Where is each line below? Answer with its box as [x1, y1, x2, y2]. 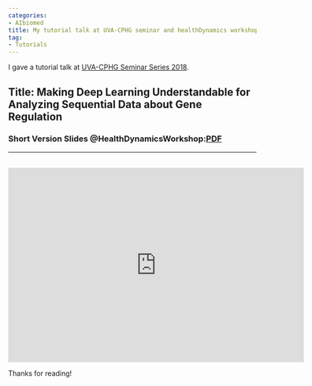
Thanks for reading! [8, 368, 72, 378]
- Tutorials [8, 41, 47, 49]
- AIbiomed [8, 19, 44, 27]
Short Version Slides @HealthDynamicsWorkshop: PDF [8, 133, 222, 144]
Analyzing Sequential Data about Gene [8, 98, 202, 111]
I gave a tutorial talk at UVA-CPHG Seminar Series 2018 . [8, 62, 189, 72]
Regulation [8, 109, 63, 123]
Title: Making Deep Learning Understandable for [8, 85, 251, 98]
